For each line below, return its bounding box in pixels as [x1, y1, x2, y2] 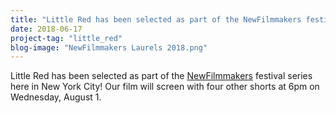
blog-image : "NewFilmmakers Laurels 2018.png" [10, 42, 208, 53]
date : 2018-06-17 [10, 24, 83, 34]
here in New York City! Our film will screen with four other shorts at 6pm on [10, 81, 320, 93]
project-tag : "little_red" [10, 33, 123, 43]
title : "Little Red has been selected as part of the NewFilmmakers [10, 14, 302, 25]
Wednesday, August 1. [10, 91, 102, 103]
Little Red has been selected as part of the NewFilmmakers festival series [10, 70, 313, 82]
